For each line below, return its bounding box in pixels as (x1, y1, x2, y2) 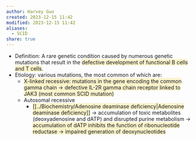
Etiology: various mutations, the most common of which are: (14, 72, 162, 78)
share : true (6, 36, 36, 42)
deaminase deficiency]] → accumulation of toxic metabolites (32, 109, 181, 116)
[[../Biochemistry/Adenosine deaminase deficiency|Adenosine (32, 103, 184, 110)
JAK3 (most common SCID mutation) (23, 90, 114, 97)
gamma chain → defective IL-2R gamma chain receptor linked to (23, 84, 181, 91)
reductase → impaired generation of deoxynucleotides (32, 128, 166, 135)
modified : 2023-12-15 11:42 (6, 20, 76, 25)
